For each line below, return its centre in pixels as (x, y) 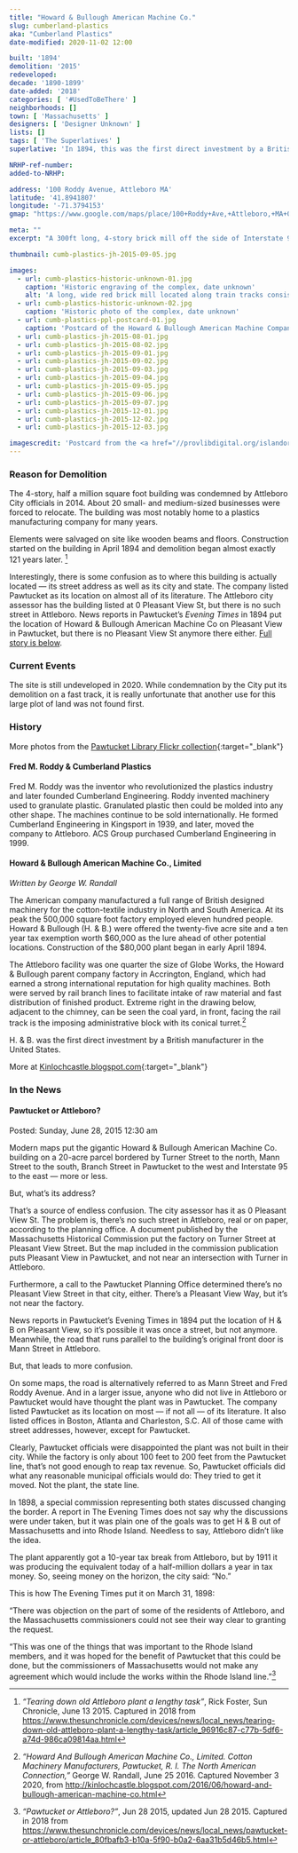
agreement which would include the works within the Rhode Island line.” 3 (143, 1675)
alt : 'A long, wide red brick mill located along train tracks (145, 295)
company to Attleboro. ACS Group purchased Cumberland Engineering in (143, 833)
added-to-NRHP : (37, 173)
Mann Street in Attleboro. (55, 1348)
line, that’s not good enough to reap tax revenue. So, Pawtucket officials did (147, 1466)
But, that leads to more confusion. (71, 1366)
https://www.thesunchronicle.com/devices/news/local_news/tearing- (149, 1721)
